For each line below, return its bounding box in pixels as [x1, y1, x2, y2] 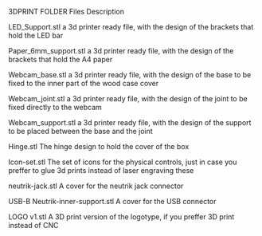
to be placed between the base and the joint [8, 127, 153, 136]
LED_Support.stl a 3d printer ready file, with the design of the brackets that [8, 22, 254, 31]
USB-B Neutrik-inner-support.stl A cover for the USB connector [8, 197, 217, 206]
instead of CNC [8, 221, 59, 230]
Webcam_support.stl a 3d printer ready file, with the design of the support [8, 118, 252, 127]
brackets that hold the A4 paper [8, 55, 113, 64]
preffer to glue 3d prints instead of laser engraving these [8, 166, 194, 175]
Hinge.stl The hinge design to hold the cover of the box [8, 142, 190, 151]
